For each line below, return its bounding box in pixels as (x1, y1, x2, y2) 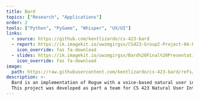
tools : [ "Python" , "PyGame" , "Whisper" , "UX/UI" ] (6, 25, 131, 31)
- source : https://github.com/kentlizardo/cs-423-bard (11, 36, 150, 42)
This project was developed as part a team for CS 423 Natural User (11, 85, 184, 91)
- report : (11, 42, 36, 48)
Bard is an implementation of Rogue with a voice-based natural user (11, 80, 187, 86)
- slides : (11, 52, 36, 58)
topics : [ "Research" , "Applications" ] (6, 14, 102, 20)
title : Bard (6, 8, 36, 15)
